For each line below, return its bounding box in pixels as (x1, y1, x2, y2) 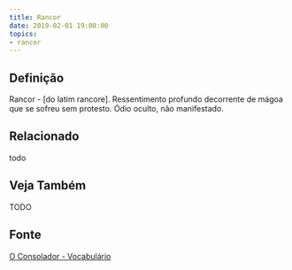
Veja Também (9, 178, 87, 193)
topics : (9, 29, 38, 38)
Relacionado (9, 129, 80, 144)
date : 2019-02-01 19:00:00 (9, 21, 109, 30)
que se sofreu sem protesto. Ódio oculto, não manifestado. (9, 104, 224, 114)
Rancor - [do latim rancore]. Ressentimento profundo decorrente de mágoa (9, 94, 283, 104)
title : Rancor (9, 12, 62, 22)
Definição (9, 70, 65, 85)
